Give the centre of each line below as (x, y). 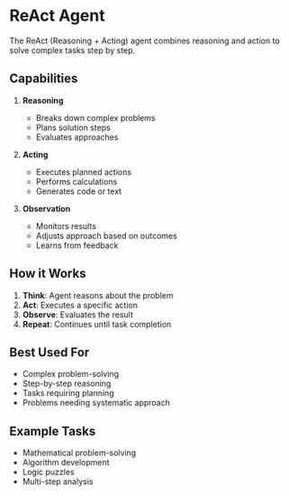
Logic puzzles (48, 472)
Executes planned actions (84, 171)
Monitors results (66, 225)
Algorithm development (66, 463)
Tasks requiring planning (68, 393)
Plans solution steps (73, 127)
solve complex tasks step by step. (72, 50)
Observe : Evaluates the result (77, 314)
